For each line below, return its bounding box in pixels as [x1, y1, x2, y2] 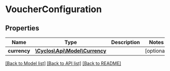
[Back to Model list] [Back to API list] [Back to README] [5, 60, 121, 66]
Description [111, 39, 140, 46]
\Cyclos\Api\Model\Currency [35, 47, 107, 54]
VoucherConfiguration [5, 4, 102, 15]
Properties [5, 24, 39, 32]
